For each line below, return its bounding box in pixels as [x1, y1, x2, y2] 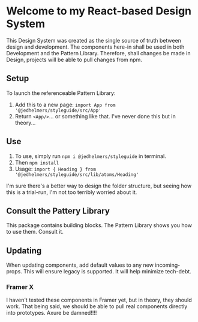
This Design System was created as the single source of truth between [6, 37, 182, 44]
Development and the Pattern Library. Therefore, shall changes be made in [6, 49, 191, 56]
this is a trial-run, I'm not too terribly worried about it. [6, 188, 137, 196]
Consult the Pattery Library [6, 205, 110, 216]
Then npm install [14, 159, 59, 166]
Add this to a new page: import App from [14, 101, 116, 108]
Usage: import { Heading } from [14, 165, 96, 172]
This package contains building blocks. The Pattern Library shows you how [6, 222, 192, 229]
